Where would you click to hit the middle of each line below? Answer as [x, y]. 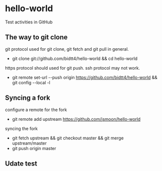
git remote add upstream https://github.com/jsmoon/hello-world [76, 119]
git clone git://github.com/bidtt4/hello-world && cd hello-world [75, 58]
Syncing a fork [27, 98]
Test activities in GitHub [29, 22]
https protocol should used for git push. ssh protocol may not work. [72, 68]
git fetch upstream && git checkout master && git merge [68, 138]
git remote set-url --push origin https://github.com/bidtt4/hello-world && [85, 77]
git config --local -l [31, 82]
